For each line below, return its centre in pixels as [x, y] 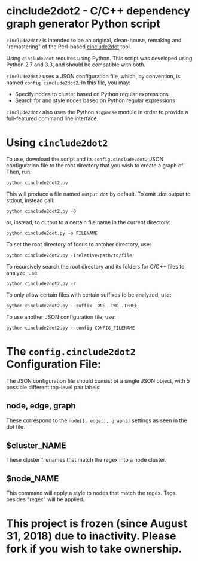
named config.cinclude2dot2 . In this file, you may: [68, 83]
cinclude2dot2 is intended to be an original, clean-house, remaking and [94, 40]
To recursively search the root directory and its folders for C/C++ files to [95, 266]
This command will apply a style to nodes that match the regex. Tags [91, 493]
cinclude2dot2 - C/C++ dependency [98, 11]
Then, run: [19, 172]
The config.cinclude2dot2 [71, 352]
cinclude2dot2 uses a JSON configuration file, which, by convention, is [93, 76]
